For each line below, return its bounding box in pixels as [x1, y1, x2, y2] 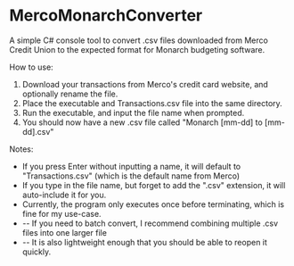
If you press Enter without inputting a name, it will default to [21, 161, 241, 171]
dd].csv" [21, 126, 54, 137]
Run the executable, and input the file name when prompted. [21, 107, 245, 118]
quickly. [21, 246, 52, 257]
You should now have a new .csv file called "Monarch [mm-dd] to [21, 117, 263, 128]
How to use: [9, 62, 53, 72]
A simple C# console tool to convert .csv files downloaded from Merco [9, 35, 269, 46]
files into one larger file [21, 227, 107, 237]
